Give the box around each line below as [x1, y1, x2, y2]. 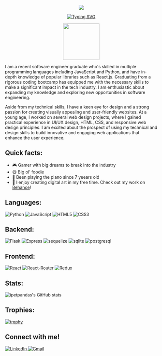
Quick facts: [5, 149, 43, 157]
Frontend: [5, 252, 35, 261]
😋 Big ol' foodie [12, 169, 44, 175]
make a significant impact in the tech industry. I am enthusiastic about [5, 84, 145, 90]
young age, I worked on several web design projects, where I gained [5, 114, 141, 120]
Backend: [5, 225, 34, 234]
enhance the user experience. [5, 135, 65, 140]
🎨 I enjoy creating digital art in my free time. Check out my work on [12, 179, 146, 185]
